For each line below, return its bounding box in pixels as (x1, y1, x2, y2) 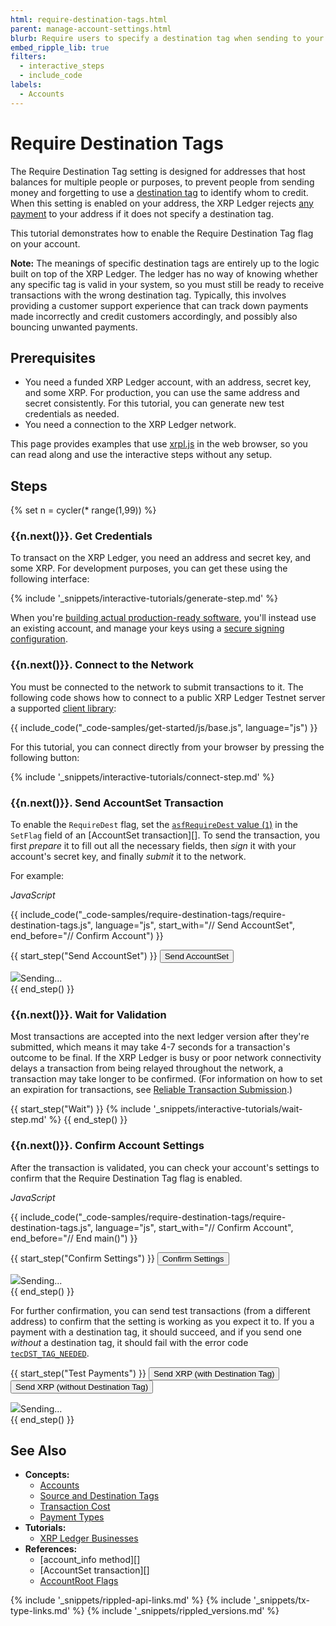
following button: (10, 751, 80, 763)
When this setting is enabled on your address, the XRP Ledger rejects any (10, 197, 314, 209)
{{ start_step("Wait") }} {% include (10, 1103, 152, 1115)
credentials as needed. (24, 408, 120, 420)
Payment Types (39, 1511, 105, 1523)
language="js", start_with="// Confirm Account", (94, 1221, 294, 1233)
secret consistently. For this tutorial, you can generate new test (24, 397, 285, 410)
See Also (10, 1442, 67, 1460)
